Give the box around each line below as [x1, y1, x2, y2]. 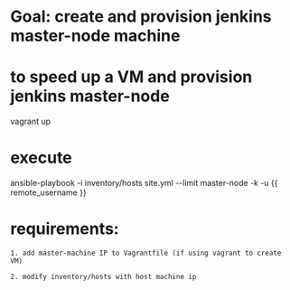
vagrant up [10, 116, 51, 127]
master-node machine [10, 25, 181, 46]
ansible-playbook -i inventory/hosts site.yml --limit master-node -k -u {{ [10, 178, 278, 189]
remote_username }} [10, 187, 87, 198]
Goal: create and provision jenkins [10, 6, 272, 27]
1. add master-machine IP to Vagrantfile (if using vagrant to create [10, 248, 282, 257]
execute [10, 147, 73, 168]
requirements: [10, 219, 120, 239]
